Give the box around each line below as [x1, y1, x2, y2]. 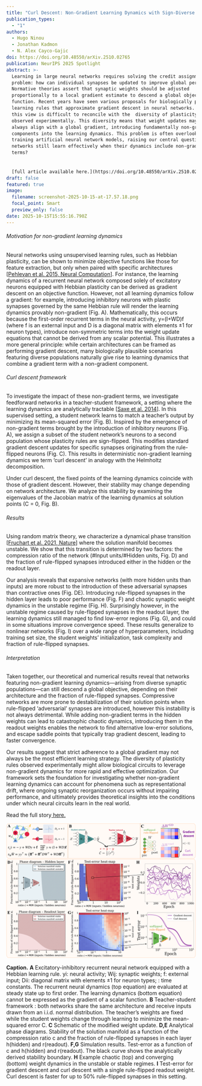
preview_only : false [11, 207, 63, 213]
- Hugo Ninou [11, 35, 44, 42]
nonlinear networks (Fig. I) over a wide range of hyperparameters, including [6, 627, 194, 635]
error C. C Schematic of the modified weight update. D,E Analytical [28, 1022, 194, 1029]
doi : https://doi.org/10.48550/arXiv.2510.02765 [6, 54, 130, 60]
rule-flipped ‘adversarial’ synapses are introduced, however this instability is [6, 705, 195, 712]
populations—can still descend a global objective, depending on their [6, 686, 178, 693]
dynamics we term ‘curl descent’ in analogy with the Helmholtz [6, 457, 162, 464]
